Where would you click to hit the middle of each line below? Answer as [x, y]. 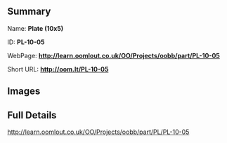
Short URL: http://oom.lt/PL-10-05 [58, 69]
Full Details [32, 115]
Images [24, 91]
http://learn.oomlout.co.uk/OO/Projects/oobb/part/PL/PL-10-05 [98, 132]
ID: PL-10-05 [26, 42]
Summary [29, 12]
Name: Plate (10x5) [35, 28]
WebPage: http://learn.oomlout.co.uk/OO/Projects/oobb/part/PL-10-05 [113, 55]
